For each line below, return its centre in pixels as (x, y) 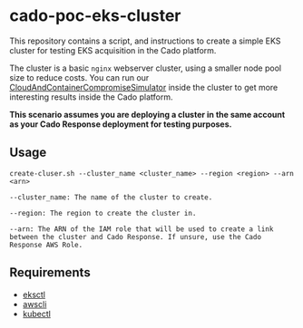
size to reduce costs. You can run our (79, 77)
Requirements (50, 273)
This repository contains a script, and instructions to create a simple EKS (145, 41)
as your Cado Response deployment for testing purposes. (121, 124)
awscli (34, 304)
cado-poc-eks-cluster (95, 16)
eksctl (34, 294)
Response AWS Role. (46, 245)
